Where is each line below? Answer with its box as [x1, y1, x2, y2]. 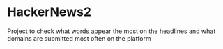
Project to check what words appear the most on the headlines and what [7, 27, 216, 35]
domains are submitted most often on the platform [7, 34, 151, 42]
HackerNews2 [7, 4, 92, 20]
